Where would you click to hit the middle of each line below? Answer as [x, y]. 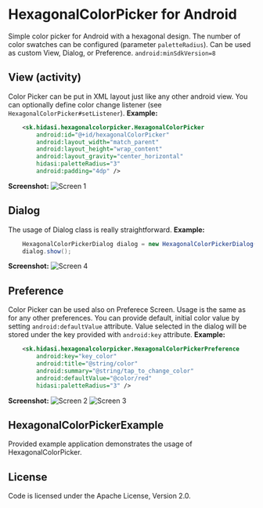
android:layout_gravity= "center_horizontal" [110, 157]
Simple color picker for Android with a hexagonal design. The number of [124, 36]
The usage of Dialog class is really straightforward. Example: [106, 230]
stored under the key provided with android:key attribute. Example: [117, 335]
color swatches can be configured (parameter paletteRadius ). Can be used [130, 44]
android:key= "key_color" [77, 357]
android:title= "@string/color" [87, 364]
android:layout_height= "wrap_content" [99, 149]
